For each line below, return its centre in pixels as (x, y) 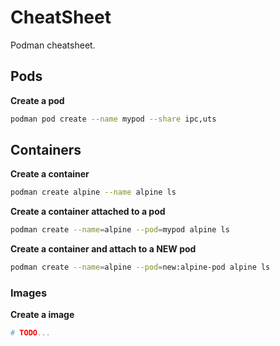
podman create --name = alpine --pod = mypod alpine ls (120, 230)
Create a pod (37, 100)
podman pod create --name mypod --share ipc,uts (113, 119)
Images (29, 293)
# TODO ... (31, 333)
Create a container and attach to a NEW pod (103, 249)
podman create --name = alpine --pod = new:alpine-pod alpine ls (140, 267)
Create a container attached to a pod (88, 212)
